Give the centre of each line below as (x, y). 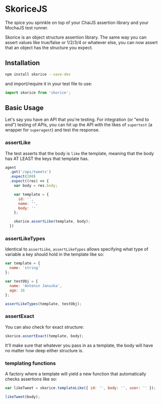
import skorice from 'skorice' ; (38, 92)
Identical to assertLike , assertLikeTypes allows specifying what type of (77, 249)
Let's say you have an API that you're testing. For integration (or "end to (77, 120)
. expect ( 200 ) (23, 177)
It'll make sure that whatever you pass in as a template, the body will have (79, 345)
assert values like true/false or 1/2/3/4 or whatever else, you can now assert (81, 42)
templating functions (30, 363)
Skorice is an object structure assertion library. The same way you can (76, 37)
